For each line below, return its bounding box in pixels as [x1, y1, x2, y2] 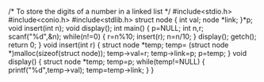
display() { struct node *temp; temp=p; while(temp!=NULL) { [8, 57, 205, 66]
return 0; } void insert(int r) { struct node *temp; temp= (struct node [8, 40, 229, 50]
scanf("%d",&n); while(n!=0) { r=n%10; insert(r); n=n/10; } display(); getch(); [8, 32, 257, 41]
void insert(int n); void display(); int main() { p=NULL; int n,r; [8, 24, 204, 32]
